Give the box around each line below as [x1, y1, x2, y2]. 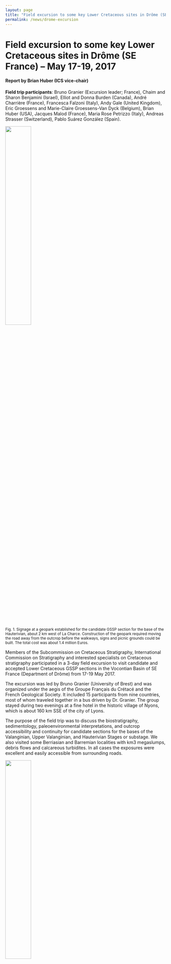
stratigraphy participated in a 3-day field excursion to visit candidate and [5, 660, 158, 666]
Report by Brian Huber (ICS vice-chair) [5, 77, 89, 84]
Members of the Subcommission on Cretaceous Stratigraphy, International [5, 649, 161, 655]
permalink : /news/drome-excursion [5, 17, 79, 22]
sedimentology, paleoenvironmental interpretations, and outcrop [5, 723, 140, 729]
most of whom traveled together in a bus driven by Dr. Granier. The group [5, 697, 159, 703]
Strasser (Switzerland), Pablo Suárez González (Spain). [5, 116, 121, 122]
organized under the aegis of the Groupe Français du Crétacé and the [5, 686, 152, 692]
